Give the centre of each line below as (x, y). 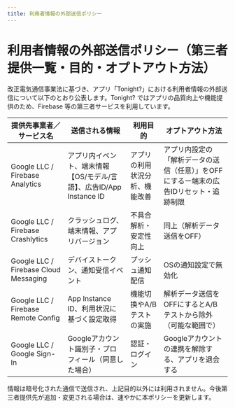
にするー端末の (188, 181)
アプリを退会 (199, 359)
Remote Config (36, 318)
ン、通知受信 (88, 270)
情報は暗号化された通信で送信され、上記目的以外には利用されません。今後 (114, 388)
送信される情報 (95, 130)
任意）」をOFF (200, 170)
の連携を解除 (185, 349)
